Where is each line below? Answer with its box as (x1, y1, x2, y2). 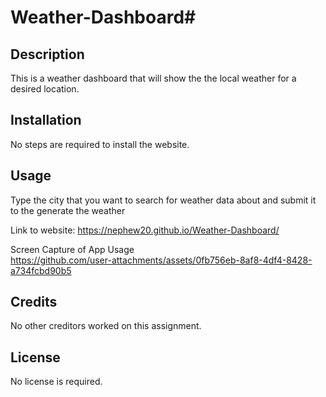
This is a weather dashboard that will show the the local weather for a (10, 72, 297, 84)
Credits (10, 294, 58, 311)
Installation (10, 112, 82, 129)
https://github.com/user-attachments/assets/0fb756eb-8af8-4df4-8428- (10, 254, 313, 266)
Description (10, 46, 85, 63)
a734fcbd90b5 (10, 264, 72, 276)
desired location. (10, 83, 80, 95)
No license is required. (10, 376, 103, 388)
